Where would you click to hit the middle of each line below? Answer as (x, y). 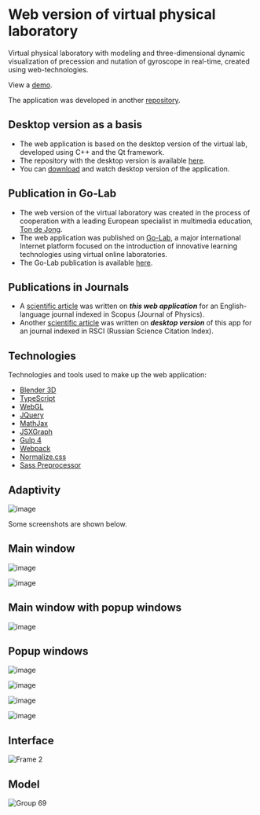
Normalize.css (43, 457)
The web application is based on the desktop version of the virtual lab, (134, 144)
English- (233, 306)
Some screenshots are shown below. (68, 524)
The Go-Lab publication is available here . (86, 262)
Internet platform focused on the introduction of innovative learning (128, 246)
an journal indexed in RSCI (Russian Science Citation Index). (116, 331)
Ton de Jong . (41, 229)
